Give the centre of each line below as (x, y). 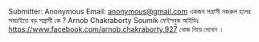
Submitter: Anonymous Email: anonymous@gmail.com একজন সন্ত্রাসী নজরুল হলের (129, 11)
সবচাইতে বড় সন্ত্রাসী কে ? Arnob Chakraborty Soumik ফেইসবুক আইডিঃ (104, 20)
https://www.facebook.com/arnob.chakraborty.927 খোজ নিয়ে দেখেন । (116, 29)
